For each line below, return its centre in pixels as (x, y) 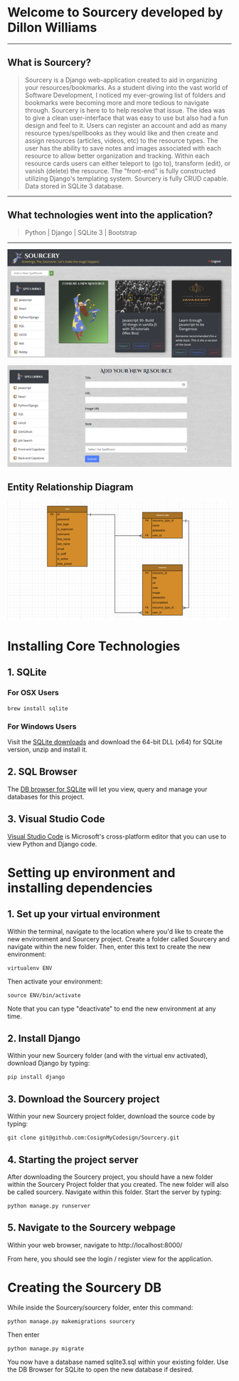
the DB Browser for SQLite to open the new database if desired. (101, 1369)
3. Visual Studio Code (56, 819)
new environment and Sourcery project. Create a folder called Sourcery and (118, 939)
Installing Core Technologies (94, 646)
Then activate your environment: (55, 981)
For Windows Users (42, 727)
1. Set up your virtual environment (84, 914)
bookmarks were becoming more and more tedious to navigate (117, 102)
